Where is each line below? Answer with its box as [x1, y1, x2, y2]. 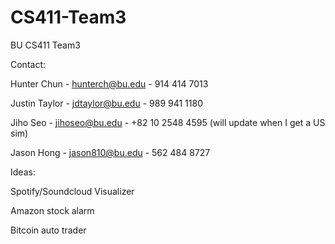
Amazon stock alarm [10, 204, 95, 216]
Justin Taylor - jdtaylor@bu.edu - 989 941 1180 [10, 97, 203, 109]
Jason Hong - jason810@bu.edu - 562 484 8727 [10, 146, 211, 158]
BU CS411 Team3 [10, 39, 81, 51]
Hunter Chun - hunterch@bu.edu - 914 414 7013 [10, 77, 209, 90]
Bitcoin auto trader [10, 224, 87, 236]
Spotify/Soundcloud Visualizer [10, 185, 135, 197]
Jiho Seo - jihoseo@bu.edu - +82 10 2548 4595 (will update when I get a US [10, 116, 326, 128]
